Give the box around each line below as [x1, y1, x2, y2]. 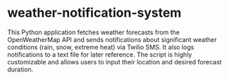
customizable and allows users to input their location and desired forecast [7, 57, 222, 66]
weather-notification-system [7, 5, 182, 21]
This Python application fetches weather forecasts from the [7, 28, 180, 36]
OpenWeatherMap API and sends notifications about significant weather [7, 35, 217, 43]
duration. [7, 65, 34, 73]
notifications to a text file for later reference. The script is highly [7, 50, 192, 59]
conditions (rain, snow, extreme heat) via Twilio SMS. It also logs [7, 43, 194, 51]
